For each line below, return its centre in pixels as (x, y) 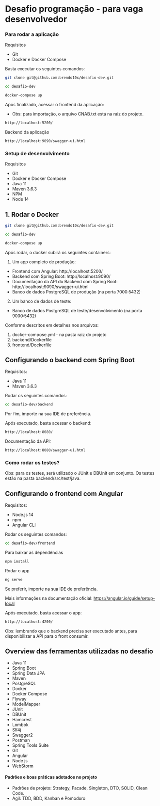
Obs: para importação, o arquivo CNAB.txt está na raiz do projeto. (78, 114)
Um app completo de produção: (44, 262)
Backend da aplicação (27, 132)
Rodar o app (17, 570)
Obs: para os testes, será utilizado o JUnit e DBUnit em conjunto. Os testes (80, 473)
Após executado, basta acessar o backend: (48, 423)
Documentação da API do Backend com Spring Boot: (65, 281)
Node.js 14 (23, 515)
